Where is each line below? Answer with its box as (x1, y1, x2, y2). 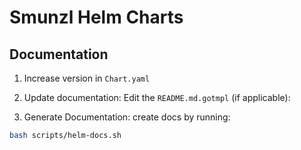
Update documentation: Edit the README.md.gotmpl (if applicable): (23, 92, 291, 103)
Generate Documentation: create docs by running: (23, 111, 231, 123)
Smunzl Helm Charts (9, 6, 184, 29)
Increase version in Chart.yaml (23, 72, 151, 84)
